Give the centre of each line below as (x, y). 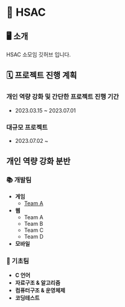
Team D (34, 236)
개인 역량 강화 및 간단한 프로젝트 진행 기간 (63, 97)
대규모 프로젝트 (27, 127)
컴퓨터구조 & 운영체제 (40, 290)
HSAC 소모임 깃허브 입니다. (39, 54)
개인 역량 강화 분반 (38, 161)
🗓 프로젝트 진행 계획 (42, 75)
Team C (34, 230)
